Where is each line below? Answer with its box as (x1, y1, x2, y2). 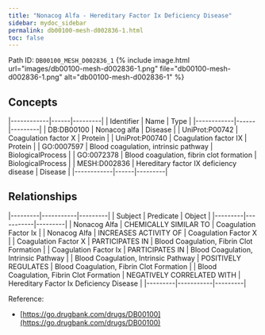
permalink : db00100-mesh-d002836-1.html (8, 26, 144, 34)
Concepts (8, 95, 58, 109)
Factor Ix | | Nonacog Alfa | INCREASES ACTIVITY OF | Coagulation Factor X (8, 228, 258, 237)
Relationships (8, 190, 78, 203)
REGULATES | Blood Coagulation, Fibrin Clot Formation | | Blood (8, 261, 217, 271)
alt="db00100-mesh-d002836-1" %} (63, 72, 185, 82)
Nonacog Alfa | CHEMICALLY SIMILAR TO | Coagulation (73, 219, 256, 229)
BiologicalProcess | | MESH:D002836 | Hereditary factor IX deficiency (8, 159, 237, 168)
